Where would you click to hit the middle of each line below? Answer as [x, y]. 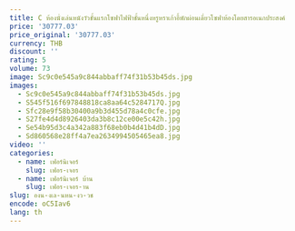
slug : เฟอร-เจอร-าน [58, 187]
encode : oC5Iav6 [40, 204]
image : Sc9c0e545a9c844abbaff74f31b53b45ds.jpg [101, 77]
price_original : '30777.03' [63, 35]
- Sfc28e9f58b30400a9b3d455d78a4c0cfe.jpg [99, 111]
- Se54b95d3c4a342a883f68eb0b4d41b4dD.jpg [99, 128]
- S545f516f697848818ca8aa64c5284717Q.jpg [99, 102]
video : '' [28, 145]
